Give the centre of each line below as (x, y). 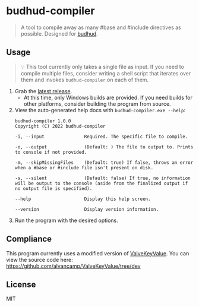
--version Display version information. (87, 209)
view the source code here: (40, 259)
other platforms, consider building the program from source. (97, 104)
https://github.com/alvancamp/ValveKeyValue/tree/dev (73, 266)
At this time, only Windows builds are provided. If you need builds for (108, 97)
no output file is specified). (53, 188)
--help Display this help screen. (83, 199)
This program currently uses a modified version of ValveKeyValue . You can (98, 253)
